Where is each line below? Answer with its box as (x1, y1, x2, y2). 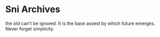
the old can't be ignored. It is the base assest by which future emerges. (5, 20, 155, 26)
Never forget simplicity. (5, 25, 55, 31)
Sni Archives (5, 4, 60, 15)
